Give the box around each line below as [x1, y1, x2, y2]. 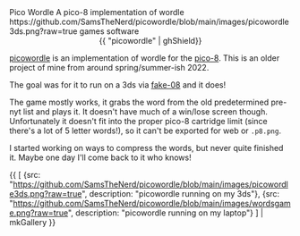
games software [79, 26, 140, 37]
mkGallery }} [9, 217, 56, 227]
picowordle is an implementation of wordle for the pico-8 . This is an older [9, 53, 280, 63]
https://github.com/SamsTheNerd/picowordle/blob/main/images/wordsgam [13, 198, 291, 208]
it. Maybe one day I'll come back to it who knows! [9, 152, 192, 163]
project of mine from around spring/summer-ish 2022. [9, 63, 210, 72]
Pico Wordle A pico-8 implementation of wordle [9, 7, 185, 17]
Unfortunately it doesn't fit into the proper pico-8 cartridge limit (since [9, 116, 268, 126]
